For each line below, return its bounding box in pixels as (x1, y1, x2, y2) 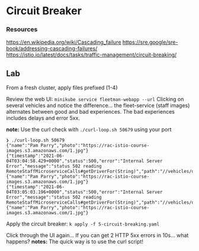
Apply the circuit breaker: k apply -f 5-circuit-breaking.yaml (6, 220, 160, 227)
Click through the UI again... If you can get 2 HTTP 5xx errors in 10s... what (6, 232, 189, 239)
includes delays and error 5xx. (6, 114, 80, 122)
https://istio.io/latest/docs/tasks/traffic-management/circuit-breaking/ (6, 52, 177, 59)
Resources (6, 25, 38, 34)
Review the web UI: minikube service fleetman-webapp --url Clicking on (6, 96, 184, 103)
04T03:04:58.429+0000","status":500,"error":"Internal (6, 158, 145, 164)
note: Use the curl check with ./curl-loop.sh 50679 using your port (6, 126, 172, 133)
